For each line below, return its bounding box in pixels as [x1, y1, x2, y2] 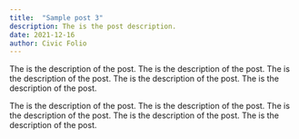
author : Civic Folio [9, 38, 88, 48]
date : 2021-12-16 [9, 30, 75, 39]
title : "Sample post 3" [9, 13, 104, 23]
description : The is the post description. [9, 22, 177, 31]
